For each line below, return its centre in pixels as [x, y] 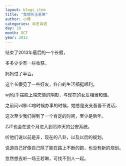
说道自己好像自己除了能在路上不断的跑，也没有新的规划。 [64, 148]
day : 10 [13, 28]
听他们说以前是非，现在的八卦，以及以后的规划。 [55, 137]
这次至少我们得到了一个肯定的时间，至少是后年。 [55, 116]
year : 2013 [16, 38]
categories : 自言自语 [26, 24]
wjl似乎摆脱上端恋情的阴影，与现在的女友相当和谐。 [58, 95]
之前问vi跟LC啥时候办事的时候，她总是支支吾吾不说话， [62, 105]
